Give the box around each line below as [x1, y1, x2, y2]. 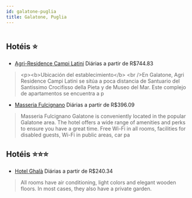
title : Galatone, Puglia [6, 14, 67, 20]
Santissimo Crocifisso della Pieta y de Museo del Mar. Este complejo [20, 84, 186, 91]
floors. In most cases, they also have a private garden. [20, 185, 152, 192]
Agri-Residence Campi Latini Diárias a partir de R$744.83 [14, 60, 154, 67]
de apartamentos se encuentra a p [20, 90, 105, 97]
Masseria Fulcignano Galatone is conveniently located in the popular [20, 112, 186, 120]
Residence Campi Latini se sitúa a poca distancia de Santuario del [20, 77, 180, 85]
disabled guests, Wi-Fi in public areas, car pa [20, 131, 130, 138]
